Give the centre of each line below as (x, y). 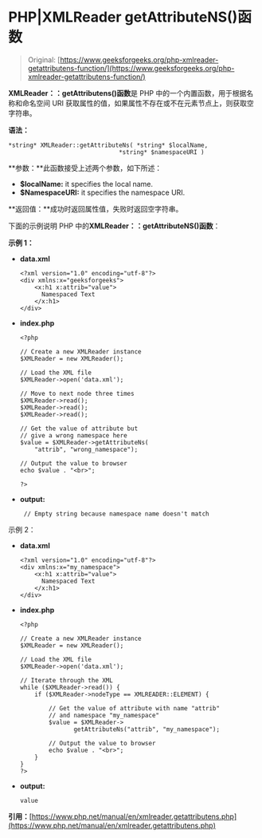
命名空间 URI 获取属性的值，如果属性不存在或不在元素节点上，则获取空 (138, 103)
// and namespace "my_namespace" (104, 715)
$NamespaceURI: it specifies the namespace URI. (102, 192)
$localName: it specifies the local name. (86, 184)
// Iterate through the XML (66, 680)
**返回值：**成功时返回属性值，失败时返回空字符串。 (96, 208)
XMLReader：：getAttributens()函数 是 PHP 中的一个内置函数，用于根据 (127, 93)
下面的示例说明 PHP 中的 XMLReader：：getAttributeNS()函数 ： (114, 226)
